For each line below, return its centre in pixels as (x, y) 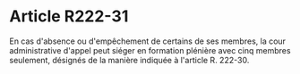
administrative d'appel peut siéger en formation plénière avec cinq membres (150, 50)
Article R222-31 (69, 16)
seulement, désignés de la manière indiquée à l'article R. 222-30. (129, 60)
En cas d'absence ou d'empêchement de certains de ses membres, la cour (148, 41)
